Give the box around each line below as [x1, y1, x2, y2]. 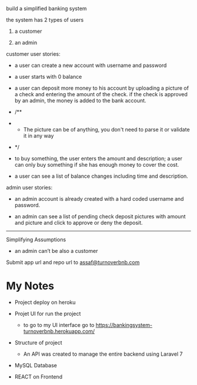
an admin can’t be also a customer [14, 248, 98, 254]
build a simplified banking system [6, 5, 87, 12]
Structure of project [14, 339, 63, 346]
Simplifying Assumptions [6, 236, 66, 243]
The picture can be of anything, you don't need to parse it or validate [23, 126, 190, 133]
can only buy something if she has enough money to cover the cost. [14, 161, 179, 168]
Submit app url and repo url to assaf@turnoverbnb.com [6, 259, 140, 266]
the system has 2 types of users [6, 16, 84, 23]
